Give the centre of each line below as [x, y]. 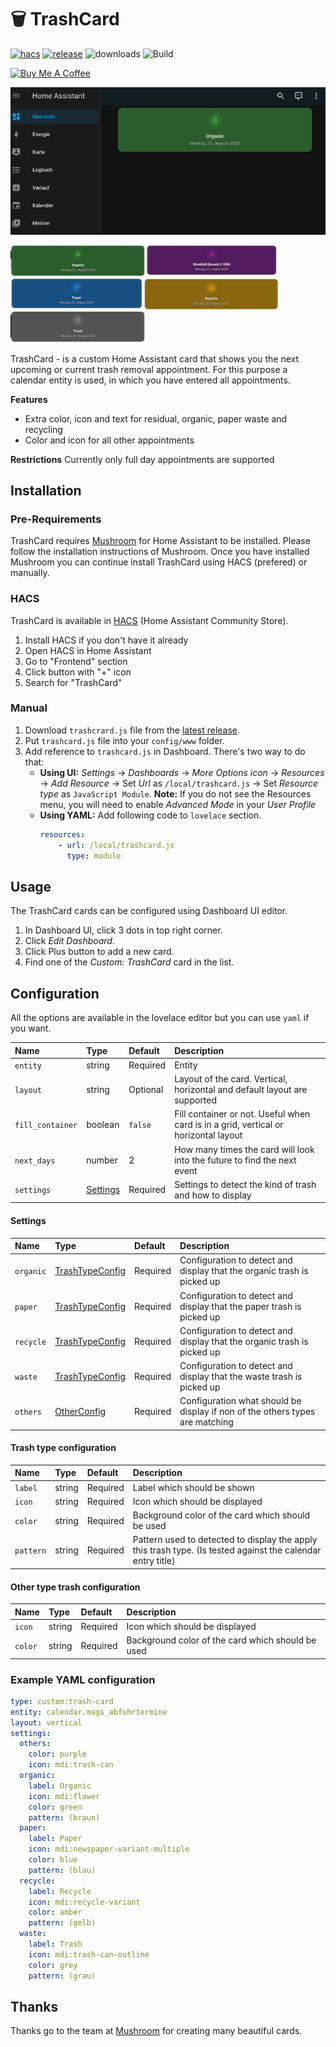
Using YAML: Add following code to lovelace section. [150, 815]
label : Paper [55, 1839]
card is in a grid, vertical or [229, 1125]
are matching [206, 1422]
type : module [94, 856]
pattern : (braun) [64, 1817]
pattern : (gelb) [62, 1923]
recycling [43, 429]
